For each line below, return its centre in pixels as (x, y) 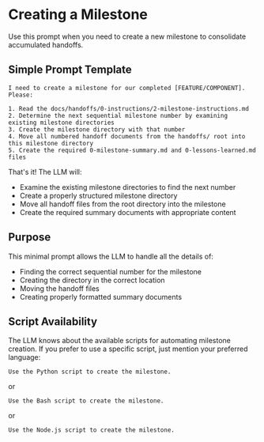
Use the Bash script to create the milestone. (86, 401)
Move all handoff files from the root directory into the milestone (123, 204)
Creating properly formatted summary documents (101, 297)
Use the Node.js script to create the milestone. (92, 430)
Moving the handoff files (60, 288)
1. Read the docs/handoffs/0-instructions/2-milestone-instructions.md (128, 108)
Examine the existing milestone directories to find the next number (128, 187)
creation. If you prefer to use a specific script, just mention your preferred (128, 349)
